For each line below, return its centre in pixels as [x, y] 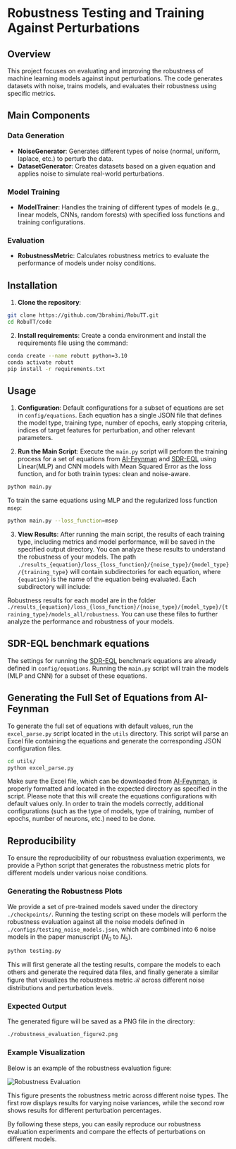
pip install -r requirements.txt [56, 369]
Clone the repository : [49, 303]
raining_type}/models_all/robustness [63, 615]
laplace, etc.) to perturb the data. [66, 158]
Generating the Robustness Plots [65, 892]
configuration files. [35, 748]
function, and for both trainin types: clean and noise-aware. [104, 474]
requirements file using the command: [73, 343]
